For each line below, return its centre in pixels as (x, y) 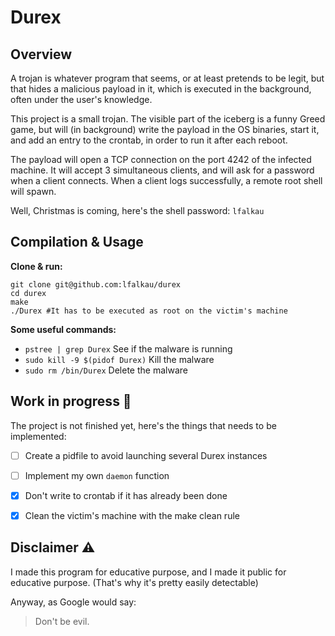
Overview (41, 54)
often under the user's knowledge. (81, 99)
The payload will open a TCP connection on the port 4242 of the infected (161, 159)
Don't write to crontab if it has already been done (126, 495)
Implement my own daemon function (97, 475)
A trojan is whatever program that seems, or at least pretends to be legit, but (167, 78)
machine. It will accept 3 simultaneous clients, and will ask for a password (162, 170)
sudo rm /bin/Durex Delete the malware (106, 370)
